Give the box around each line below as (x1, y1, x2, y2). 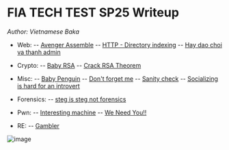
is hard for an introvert (16, 82, 80, 90)
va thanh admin (16, 48, 61, 56)
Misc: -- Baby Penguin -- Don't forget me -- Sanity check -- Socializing (16, 74, 219, 83)
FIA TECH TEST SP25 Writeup (7, 5, 180, 21)
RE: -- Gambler (16, 121, 59, 129)
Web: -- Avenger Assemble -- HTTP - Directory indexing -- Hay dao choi (16, 40, 222, 49)
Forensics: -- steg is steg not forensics (16, 95, 126, 103)
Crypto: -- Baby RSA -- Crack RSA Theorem (16, 61, 142, 69)
